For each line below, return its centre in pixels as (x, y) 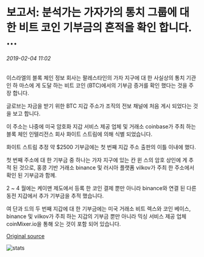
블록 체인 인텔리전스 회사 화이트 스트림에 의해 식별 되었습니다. (79, 134)
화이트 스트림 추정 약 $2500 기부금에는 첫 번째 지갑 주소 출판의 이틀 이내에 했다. (101, 147)
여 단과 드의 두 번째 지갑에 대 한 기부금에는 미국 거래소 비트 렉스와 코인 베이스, (99, 209)
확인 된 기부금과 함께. (31, 175)
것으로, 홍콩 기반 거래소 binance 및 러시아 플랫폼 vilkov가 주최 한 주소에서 (107, 167)
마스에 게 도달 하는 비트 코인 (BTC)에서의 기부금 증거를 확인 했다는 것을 (103, 85)
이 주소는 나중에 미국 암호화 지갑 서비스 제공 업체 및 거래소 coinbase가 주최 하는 (101, 127)
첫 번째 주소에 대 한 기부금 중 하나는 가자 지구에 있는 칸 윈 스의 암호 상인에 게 (97, 160)
